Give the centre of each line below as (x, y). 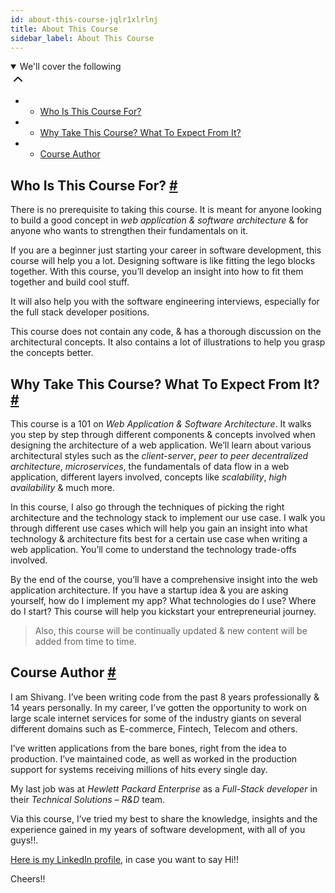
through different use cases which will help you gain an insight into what (159, 528)
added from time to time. (85, 641)
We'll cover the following (70, 67)
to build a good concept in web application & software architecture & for (159, 220)
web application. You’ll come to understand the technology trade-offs (153, 549)
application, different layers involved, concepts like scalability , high (148, 477)
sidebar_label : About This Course (82, 38)
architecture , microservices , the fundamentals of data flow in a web (150, 466)
